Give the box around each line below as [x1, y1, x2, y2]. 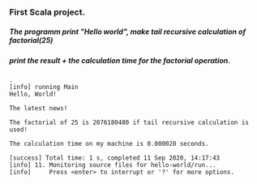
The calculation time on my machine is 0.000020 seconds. [9, 140, 209, 148]
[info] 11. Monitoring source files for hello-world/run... [9, 161, 217, 169]
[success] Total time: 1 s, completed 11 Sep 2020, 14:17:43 [9, 154, 221, 162]
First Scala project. [9, 6, 86, 18]
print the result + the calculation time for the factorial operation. [9, 55, 231, 65]
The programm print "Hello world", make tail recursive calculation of [9, 27, 246, 36]
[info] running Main [9, 83, 79, 92]
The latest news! [9, 105, 68, 113]
